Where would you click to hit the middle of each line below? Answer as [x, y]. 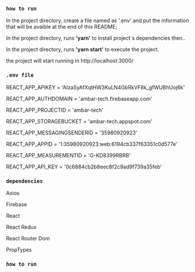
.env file [20, 75]
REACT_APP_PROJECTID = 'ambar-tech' [55, 110]
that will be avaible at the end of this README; [62, 27]
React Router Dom [28, 238]
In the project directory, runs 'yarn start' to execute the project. [83, 50]
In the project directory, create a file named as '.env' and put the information [97, 20]
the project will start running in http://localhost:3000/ [70, 61]
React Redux [21, 227]
